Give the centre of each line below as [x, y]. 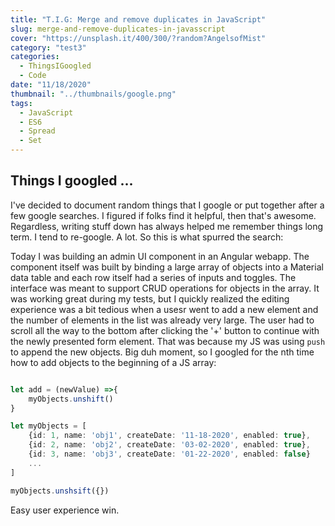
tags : [21, 103]
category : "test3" [48, 47]
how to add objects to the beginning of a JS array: [113, 362]
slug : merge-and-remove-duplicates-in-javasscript [118, 29]
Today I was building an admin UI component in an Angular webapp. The [160, 256]
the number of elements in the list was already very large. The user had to [162, 320]
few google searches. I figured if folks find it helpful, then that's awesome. [163, 215]
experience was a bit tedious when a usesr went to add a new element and [164, 309]
